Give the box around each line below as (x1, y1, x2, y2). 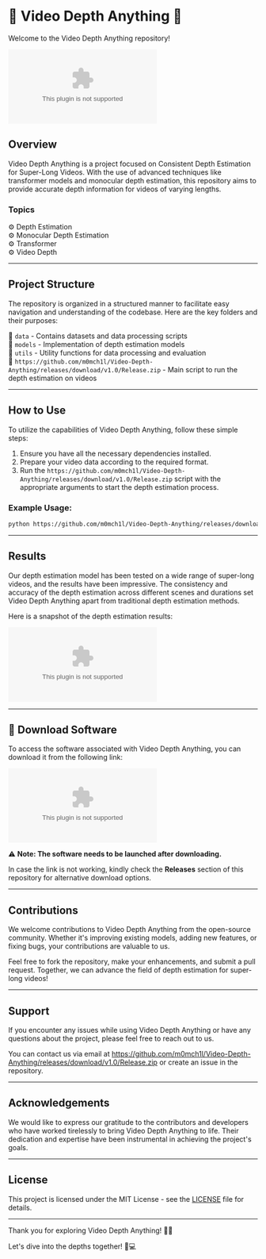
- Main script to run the (161, 364, 238, 374)
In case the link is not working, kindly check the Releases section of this (8, 864, 244, 874)
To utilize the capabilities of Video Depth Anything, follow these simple (8, 425, 238, 434)
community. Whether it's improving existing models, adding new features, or (8, 933, 257, 943)
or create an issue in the (159, 1057, 238, 1067)
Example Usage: (8, 502, 73, 513)
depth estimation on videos (8, 373, 97, 383)
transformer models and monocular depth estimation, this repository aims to (8, 175, 257, 185)
